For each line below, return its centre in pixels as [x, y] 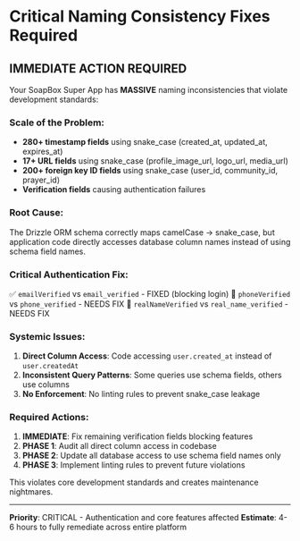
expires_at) [42, 152]
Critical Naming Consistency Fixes [140, 17]
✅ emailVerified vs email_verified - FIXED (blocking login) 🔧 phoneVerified [150, 293]
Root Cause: [37, 213]
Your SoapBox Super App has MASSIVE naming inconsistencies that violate [149, 90]
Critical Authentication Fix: [69, 275]
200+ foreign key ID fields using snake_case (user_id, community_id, [150, 171]
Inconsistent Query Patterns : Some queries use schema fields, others [152, 375]
